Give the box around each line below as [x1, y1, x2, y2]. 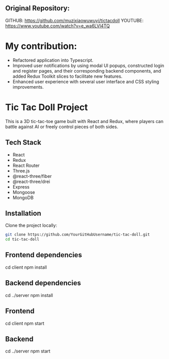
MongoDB [12, 194, 34, 201]
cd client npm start [5, 320, 44, 326]
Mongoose [12, 189, 35, 195]
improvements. [12, 84, 44, 90]
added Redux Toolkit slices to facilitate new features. [12, 73, 123, 79]
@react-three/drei [12, 178, 50, 185]
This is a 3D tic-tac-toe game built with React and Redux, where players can [5, 118, 164, 124]
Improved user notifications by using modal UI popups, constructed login [12, 63, 164, 69]
